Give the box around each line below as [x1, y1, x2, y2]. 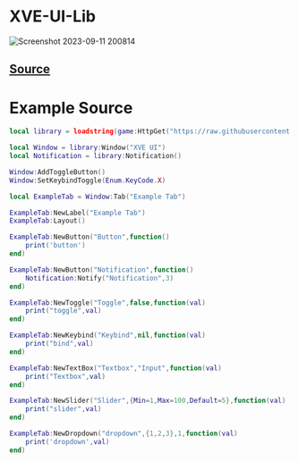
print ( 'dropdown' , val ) [25, 437, 110, 446]
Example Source [9, 97, 133, 118]
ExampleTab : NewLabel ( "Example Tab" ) [9, 208, 146, 217]
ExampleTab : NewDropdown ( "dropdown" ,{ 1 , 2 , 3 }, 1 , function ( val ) [9, 429, 239, 439]
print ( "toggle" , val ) [25, 307, 102, 315]
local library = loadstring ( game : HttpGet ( [9, 127, 170, 136]
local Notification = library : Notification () [9, 152, 182, 161]
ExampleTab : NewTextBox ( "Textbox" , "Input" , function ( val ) [9, 364, 222, 373]
